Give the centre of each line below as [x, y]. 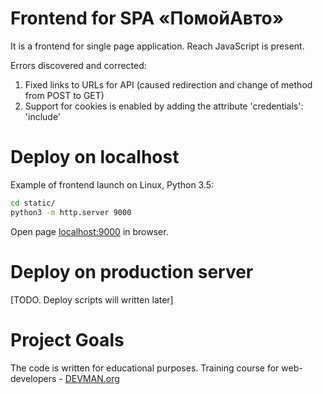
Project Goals [67, 339]
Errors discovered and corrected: [78, 65]
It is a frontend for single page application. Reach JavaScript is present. [157, 46]
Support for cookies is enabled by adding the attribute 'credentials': [164, 106]
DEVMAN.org [92, 378]
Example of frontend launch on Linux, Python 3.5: [112, 184]
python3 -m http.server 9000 [71, 212]
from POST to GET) [64, 95]
